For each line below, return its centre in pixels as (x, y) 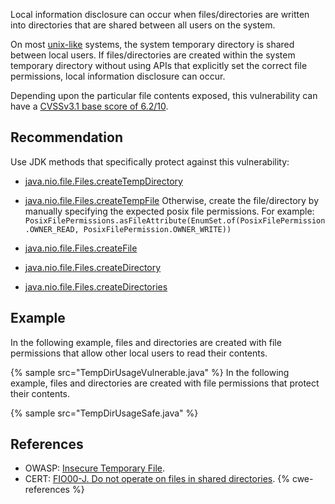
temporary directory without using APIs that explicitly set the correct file (159, 65)
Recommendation (66, 137)
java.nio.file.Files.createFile (81, 248)
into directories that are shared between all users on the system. (143, 25)
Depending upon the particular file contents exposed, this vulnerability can (164, 95)
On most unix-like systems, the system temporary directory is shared (152, 44)
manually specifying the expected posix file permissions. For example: (169, 211)
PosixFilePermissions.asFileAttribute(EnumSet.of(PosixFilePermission (175, 220)
